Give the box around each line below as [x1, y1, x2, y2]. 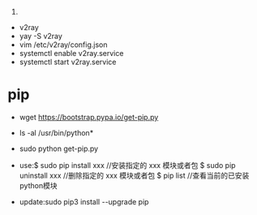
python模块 [19, 180, 58, 190]
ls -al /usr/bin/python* [19, 127, 94, 137]
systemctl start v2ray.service [19, 57, 117, 67]
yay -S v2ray [19, 32, 62, 41]
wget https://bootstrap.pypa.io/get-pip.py [19, 112, 159, 122]
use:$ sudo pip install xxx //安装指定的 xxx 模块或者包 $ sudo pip [19, 160, 236, 170]
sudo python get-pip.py [19, 144, 99, 153]
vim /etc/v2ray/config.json [19, 40, 108, 49]
